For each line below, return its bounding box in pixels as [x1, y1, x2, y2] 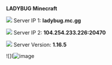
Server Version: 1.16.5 [13, 41, 67, 48]
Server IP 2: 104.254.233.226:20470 [13, 29, 106, 36]
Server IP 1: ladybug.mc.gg [13, 17, 81, 24]
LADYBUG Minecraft [6, 5, 57, 12]
